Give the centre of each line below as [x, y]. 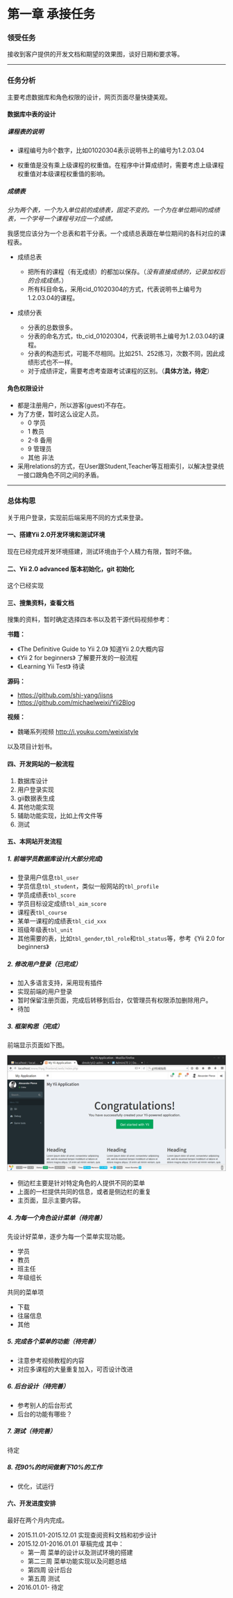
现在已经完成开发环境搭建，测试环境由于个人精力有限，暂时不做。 [101, 551]
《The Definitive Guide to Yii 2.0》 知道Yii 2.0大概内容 [90, 649]
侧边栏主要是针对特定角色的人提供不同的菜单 [81, 1183]
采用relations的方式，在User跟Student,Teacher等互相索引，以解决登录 [118, 466]
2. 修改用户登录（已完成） [44, 964]
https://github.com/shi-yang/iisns [65, 695]
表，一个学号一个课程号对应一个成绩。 [62, 219]
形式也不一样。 [55, 362]
